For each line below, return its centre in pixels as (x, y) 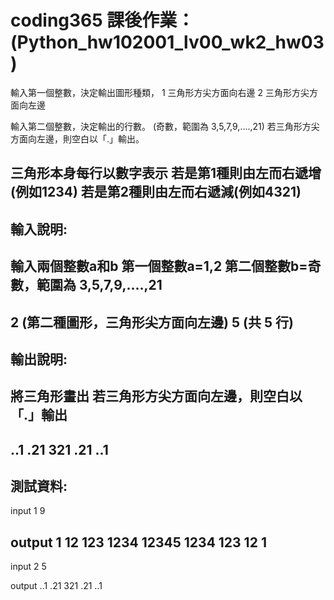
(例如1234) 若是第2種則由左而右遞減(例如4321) (156, 192)
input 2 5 (28, 567)
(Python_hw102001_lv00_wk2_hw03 (167, 42)
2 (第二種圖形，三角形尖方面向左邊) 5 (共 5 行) (152, 322)
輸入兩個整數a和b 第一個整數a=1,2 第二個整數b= (159, 266)
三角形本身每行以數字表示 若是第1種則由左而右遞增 (166, 173)
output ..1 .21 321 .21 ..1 (56, 586)
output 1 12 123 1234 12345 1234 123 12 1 (138, 542)
